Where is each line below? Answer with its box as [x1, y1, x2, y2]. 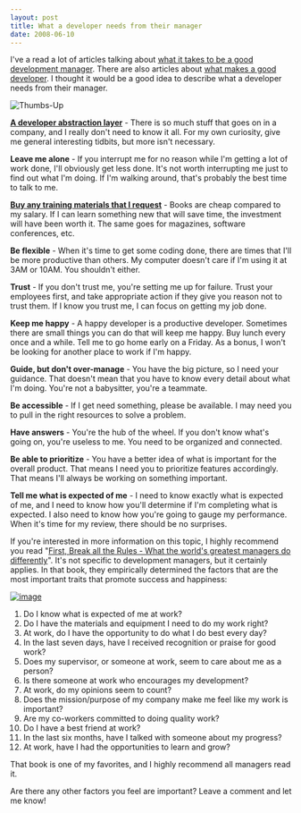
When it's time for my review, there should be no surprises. [10, 519, 228, 529]
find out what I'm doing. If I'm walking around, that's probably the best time [10, 173, 288, 183]
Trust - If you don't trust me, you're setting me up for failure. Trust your [10, 282, 273, 292]
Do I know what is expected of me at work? [22, 609, 182, 620]
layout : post [10, 13, 59, 22]
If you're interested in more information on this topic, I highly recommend [10, 536, 280, 546]
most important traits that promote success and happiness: [10, 574, 228, 585]
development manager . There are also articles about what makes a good [10, 64, 277, 74]
